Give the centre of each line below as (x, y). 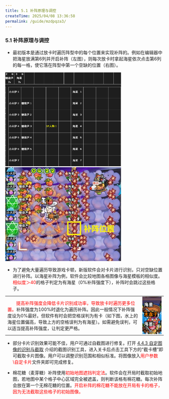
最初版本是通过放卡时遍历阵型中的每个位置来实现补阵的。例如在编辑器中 (87, 52)
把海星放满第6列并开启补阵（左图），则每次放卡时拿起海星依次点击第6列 (87, 58)
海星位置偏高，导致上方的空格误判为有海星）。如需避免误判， (70, 322)
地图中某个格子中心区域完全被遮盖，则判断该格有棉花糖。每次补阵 (94, 379)
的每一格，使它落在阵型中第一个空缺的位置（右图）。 (66, 65)
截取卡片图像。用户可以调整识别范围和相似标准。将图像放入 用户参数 (88, 356)
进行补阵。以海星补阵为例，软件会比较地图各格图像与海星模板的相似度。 (87, 276)
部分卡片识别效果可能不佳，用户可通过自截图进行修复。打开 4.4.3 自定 (85, 343)
